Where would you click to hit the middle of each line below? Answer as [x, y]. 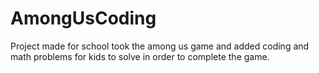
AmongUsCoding [83, 18]
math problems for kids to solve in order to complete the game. [140, 56]
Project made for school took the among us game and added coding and [160, 46]
